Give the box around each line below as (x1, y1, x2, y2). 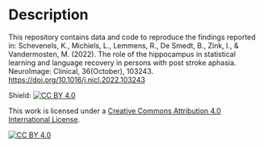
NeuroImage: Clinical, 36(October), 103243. (8, 66, 154, 76)
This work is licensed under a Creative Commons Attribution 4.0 (8, 106, 222, 116)
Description (8, 6, 89, 24)
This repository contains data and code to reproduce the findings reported (8, 32, 256, 42)
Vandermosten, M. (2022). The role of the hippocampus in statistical (8, 49, 237, 59)
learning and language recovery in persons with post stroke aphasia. (8, 58, 237, 67)
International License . (8, 114, 81, 124)
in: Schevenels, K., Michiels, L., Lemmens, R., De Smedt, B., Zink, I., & (8, 40, 240, 50)
